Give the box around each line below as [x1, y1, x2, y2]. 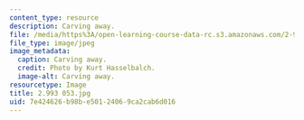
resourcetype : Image [9, 80, 88, 89]
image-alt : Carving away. [17, 72, 116, 81]
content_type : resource [9, 13, 100, 23]
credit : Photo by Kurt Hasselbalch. [17, 64, 156, 73]
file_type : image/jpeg [9, 38, 95, 48]
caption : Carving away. [17, 55, 107, 64]
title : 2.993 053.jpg [9, 88, 91, 97]
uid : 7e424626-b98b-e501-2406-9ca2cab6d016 [9, 97, 176, 106]
